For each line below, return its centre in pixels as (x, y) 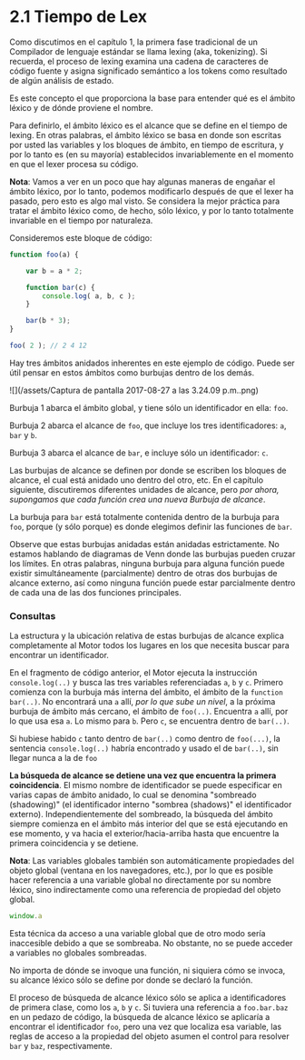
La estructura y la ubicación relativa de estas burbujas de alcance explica (147, 636)
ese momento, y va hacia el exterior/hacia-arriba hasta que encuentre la (144, 834)
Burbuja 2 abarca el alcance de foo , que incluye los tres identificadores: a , (148, 425)
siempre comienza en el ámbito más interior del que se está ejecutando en (149, 824)
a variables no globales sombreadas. (78, 953)
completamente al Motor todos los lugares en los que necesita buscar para (150, 645)
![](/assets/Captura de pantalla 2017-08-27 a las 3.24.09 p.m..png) (134, 390)
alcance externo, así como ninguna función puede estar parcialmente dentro (152, 583)
